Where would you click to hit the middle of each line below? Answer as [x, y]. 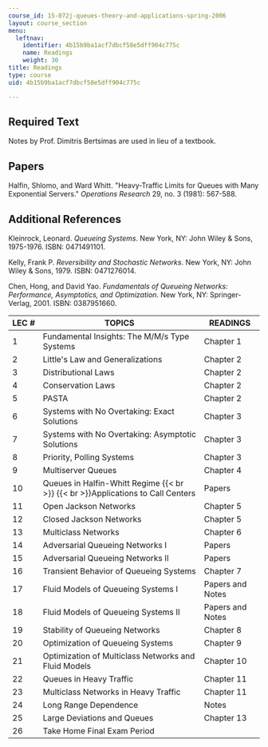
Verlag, [20, 303]
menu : [17, 30]
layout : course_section [48, 23]
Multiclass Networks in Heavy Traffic [112, 692]
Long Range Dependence [91, 705]
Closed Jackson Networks [92, 519]
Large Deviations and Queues [98, 717]
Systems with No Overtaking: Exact [109, 411]
